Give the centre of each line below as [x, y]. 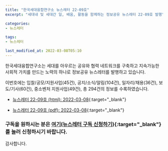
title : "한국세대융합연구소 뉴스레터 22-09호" [47, 10]
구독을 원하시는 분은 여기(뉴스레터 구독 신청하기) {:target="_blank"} [83, 124]
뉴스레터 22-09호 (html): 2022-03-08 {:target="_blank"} [69, 99]
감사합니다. [16, 143]
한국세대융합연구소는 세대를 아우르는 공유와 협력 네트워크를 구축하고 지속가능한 [82, 65]
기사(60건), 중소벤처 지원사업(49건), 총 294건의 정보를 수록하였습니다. [80, 88]
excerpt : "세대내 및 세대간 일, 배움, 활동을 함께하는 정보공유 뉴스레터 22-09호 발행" [85, 14]
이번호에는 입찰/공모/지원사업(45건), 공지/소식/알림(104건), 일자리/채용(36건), [81, 82]
